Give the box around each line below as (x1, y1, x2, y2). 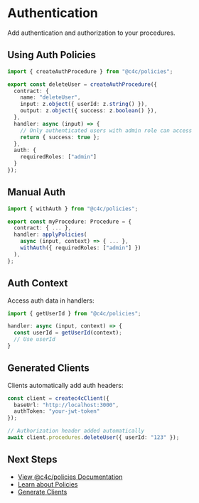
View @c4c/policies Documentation (17, 472, 123, 481)
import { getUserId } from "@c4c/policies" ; (7, 310, 141, 317)
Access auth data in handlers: (7, 296, 95, 305)
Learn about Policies (17, 480, 78, 488)
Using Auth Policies (7, 49, 96, 61)
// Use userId (14, 336, 55, 343)
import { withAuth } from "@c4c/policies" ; (7, 205, 139, 212)
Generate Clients (17, 487, 68, 496)
